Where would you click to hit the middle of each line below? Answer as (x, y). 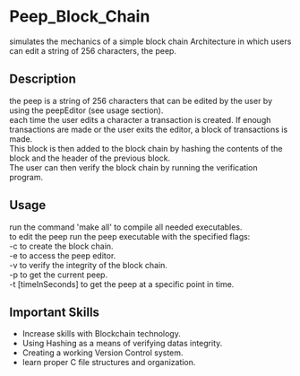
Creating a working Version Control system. (103, 353)
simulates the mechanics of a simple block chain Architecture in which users (150, 41)
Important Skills (55, 312)
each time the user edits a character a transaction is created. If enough (140, 119)
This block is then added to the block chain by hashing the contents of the (146, 148)
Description (43, 79)
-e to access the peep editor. (63, 255)
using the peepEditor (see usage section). (86, 110)
